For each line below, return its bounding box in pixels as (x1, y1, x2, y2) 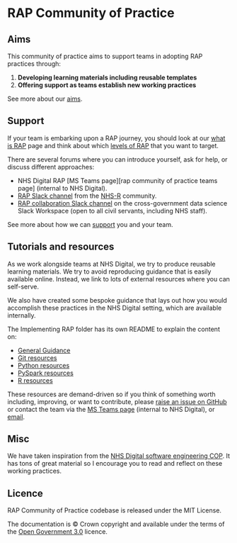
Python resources (17, 361, 70, 369)
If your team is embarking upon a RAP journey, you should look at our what (7, 133, 226, 142)
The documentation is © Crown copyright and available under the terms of (7, 520, 225, 529)
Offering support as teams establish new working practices (17, 81, 197, 89)
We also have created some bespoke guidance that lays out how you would (7, 296, 228, 304)
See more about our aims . (7, 94, 83, 103)
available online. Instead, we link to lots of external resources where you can (7, 274, 230, 283)
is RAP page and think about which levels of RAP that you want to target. (7, 141, 219, 150)
